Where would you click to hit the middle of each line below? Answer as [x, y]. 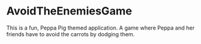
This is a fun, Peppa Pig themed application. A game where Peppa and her [100, 28]
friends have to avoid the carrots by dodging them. [71, 34]
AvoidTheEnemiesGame [69, 11]
